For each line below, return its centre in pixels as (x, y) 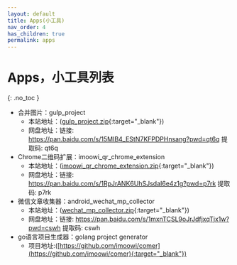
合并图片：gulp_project (51, 113)
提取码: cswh (82, 228)
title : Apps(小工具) (36, 21)
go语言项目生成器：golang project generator (83, 237)
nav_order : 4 (27, 27)
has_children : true (36, 34)
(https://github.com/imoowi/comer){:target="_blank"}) (107, 254)
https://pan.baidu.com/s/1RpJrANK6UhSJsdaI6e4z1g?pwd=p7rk (122, 184)
